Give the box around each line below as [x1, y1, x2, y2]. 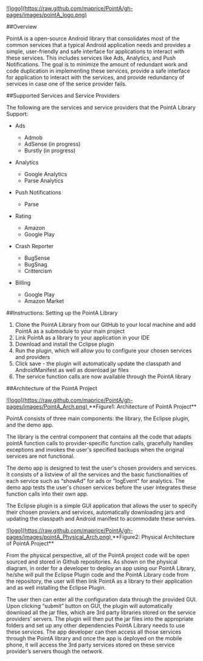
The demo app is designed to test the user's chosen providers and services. [6, 465, 198, 471]
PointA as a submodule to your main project [15, 327, 125, 335]
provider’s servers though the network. [6, 648, 104, 655]
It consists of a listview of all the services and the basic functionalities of [6, 471, 188, 478]
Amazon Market [24, 298, 64, 304]
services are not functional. [6, 452, 75, 460]
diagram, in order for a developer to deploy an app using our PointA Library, [6, 565, 196, 571]
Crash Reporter [15, 243, 54, 249]
